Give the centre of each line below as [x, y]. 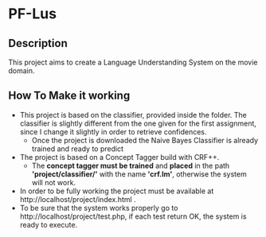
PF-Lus [33, 14]
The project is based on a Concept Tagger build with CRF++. [119, 157]
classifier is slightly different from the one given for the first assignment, [138, 123]
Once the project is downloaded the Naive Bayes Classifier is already [145, 140]
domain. [22, 71]
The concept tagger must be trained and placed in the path [131, 165]
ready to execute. [49, 224]
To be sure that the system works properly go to [99, 208]
